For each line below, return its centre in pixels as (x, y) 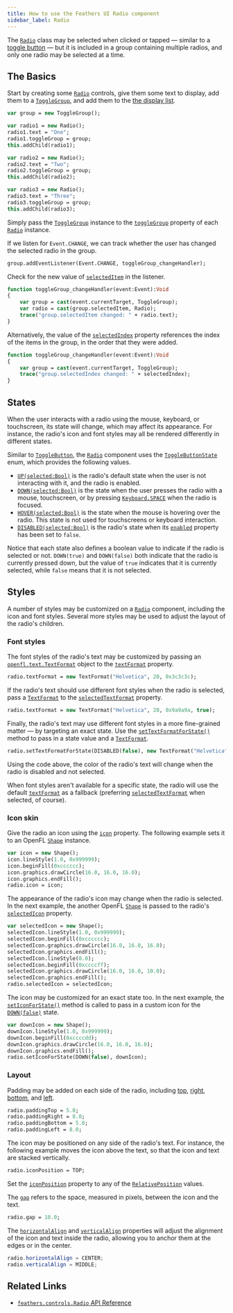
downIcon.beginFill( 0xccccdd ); (52, 1038)
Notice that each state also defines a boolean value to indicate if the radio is (116, 548)
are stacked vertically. (39, 1158)
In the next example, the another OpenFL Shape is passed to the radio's (108, 906)
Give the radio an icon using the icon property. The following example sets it (116, 833)
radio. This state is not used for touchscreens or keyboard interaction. (117, 520)
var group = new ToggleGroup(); (54, 113)
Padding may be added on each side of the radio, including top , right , (106, 1090)
